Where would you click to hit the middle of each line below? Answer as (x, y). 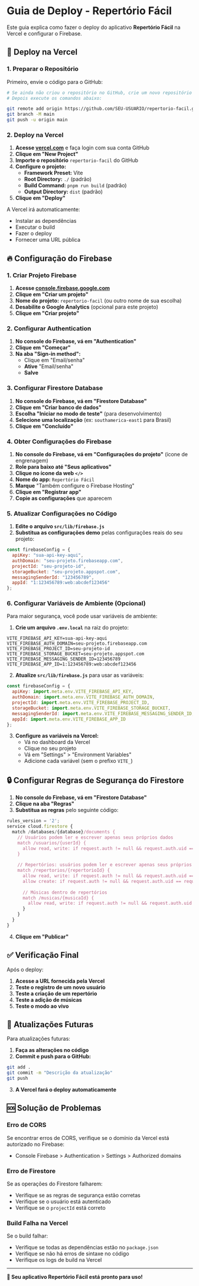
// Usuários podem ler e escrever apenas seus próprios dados (95, 837)
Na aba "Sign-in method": (48, 354)
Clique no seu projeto (50, 748)
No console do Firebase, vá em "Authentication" (76, 342)
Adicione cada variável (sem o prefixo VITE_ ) (79, 761)
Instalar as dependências (46, 221)
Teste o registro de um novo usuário (60, 987)
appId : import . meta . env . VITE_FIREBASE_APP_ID (69, 719)
